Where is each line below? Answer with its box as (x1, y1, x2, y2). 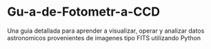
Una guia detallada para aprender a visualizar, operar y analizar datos (7, 27, 205, 35)
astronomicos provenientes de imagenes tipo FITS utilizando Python (7, 33, 201, 42)
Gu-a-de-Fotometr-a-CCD (7, 4, 161, 20)
